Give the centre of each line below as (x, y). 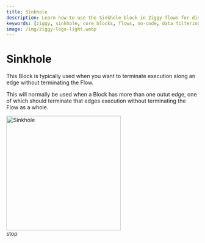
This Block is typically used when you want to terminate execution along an (101, 76)
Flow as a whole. (27, 107)
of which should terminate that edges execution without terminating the (96, 101)
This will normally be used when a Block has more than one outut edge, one (102, 95)
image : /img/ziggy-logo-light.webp (52, 29)
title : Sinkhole (27, 12)
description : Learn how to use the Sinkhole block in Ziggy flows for (98, 18)
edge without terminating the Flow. (50, 82)
